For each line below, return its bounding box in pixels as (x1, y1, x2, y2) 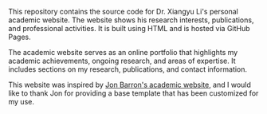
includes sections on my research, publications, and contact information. (8, 65, 248, 74)
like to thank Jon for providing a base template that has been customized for (8, 88, 259, 98)
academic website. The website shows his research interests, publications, (8, 15, 254, 25)
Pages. (8, 32, 31, 41)
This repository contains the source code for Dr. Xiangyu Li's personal (8, 7, 239, 16)
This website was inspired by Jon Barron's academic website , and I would (8, 80, 251, 89)
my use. (8, 97, 34, 106)
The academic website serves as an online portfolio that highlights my (8, 48, 238, 57)
